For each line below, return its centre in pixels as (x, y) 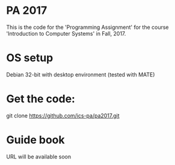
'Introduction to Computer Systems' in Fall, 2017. (66, 33)
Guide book (35, 140)
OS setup (30, 58)
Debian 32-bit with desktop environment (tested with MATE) (81, 74)
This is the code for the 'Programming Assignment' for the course (88, 27)
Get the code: (41, 99)
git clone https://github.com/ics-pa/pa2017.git (63, 116)
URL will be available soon (38, 157)
